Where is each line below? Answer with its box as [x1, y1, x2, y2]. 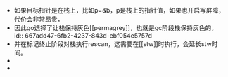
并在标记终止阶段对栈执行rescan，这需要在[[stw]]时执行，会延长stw [13, 40, 213, 48]
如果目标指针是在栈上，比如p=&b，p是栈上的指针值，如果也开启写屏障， [13, 6, 225, 14]
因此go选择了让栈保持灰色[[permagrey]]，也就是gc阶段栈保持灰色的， [13, 24, 218, 31]
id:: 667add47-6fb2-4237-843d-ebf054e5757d [13, 31, 153, 40]
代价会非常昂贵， [13, 15, 64, 23]
